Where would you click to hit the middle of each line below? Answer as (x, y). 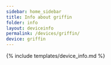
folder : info (22, 22)
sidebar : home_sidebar (34, 12)
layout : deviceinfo (30, 28)
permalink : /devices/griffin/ (43, 34)
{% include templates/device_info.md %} (56, 56)
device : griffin (26, 39)
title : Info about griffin (39, 17)
